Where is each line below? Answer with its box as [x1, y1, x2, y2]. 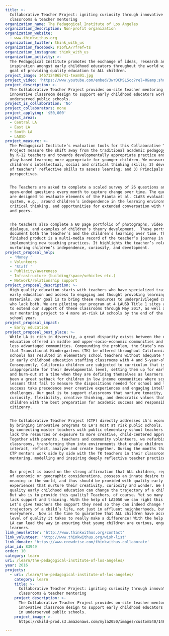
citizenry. [10, 404, 33, 410]
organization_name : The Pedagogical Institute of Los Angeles [5, 21, 138, 27]
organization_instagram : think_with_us [5, 49, 89, 54]
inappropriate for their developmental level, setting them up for [10, 367, 154, 372]
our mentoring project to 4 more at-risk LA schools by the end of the [10, 311, 163, 316]
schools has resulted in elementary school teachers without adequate [10, 353, 161, 358]
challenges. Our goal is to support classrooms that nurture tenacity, [10, 391, 163, 396]
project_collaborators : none [5, 106, 66, 111]
